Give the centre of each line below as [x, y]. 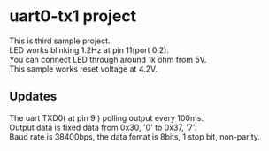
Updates [33, 97]
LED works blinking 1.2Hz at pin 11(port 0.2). [89, 49]
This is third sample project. [60, 41]
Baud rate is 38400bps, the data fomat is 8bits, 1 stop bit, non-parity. [135, 136]
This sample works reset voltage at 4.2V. [83, 69]
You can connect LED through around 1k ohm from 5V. [108, 59]
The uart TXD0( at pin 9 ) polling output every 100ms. [106, 117]
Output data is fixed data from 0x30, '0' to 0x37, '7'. [103, 127]
